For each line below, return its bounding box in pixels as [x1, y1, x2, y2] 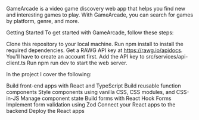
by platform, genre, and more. [6, 18, 79, 24]
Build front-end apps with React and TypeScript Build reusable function [6, 82, 181, 89]
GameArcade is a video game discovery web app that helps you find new [6, 5, 186, 12]
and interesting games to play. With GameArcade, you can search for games [6, 11, 194, 18]
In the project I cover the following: [6, 71, 92, 77]
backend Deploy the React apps [6, 108, 85, 114]
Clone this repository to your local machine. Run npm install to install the [6, 41, 184, 47]
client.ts [6, 59, 26, 66]
